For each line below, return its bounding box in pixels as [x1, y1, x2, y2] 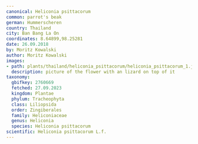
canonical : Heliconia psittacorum [6, 8, 91, 15]
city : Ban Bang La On [6, 31, 60, 36]
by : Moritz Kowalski [6, 47, 57, 53]
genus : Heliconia [11, 118, 54, 124]
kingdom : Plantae [11, 91, 54, 96]
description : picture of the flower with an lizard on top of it [11, 69, 176, 75]
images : [6, 58, 25, 63]
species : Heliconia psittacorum [11, 123, 91, 129]
